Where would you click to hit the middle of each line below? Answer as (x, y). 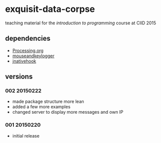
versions (19, 77)
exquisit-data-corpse (50, 9)
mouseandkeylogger (33, 56)
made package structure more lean (48, 102)
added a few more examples (41, 107)
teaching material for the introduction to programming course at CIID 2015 (81, 23)
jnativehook (24, 61)
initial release (26, 136)
